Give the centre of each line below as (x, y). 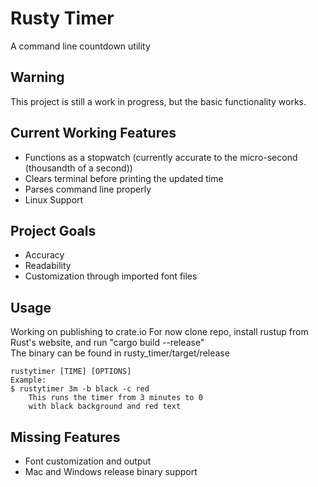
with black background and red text (105, 407)
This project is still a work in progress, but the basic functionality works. (158, 101)
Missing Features (65, 437)
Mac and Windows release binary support (111, 471)
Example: (28, 380)
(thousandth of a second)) (78, 168)
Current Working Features (93, 133)
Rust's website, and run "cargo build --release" (107, 343)
